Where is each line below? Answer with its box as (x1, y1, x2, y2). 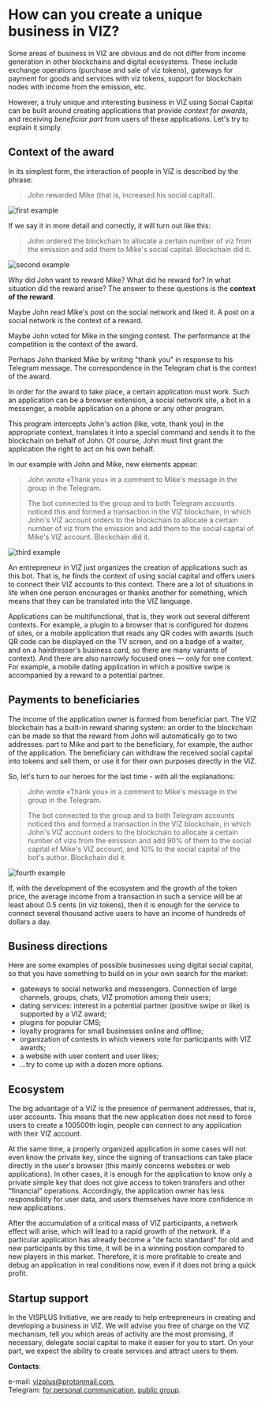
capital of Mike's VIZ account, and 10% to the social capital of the (27, 844, 241, 854)
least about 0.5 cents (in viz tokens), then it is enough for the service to (8, 899, 240, 910)
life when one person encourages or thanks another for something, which (8, 587, 248, 597)
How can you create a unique (8, 6, 203, 24)
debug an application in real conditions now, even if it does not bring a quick (8, 1261, 256, 1270)
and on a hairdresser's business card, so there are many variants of (8, 645, 228, 654)
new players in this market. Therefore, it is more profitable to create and (8, 1252, 242, 1261)
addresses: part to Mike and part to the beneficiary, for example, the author (8, 739, 253, 748)
